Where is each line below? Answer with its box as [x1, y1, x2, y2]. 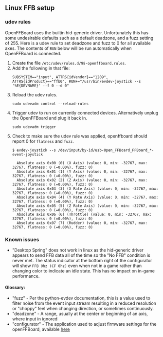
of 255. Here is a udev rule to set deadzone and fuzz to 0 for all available [5, 40, 151, 46]
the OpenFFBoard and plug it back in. [12, 115, 88, 121]
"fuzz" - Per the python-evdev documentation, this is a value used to [12, 295, 151, 301]
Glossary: [5, 284, 25, 290]
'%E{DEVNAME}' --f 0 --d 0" [12, 83, 69, 88]
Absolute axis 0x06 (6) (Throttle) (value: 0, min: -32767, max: [17, 212, 152, 217]
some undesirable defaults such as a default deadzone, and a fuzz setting [5, 35, 154, 41]
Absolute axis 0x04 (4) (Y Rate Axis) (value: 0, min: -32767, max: [17, 195, 159, 200]
